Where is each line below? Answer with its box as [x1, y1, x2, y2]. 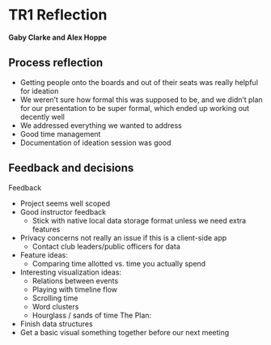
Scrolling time [32, 293, 78, 303]
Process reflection [8, 56, 104, 70]
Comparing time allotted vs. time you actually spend [32, 258, 206, 268]
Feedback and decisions [8, 161, 134, 175]
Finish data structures [19, 318, 93, 329]
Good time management [19, 129, 101, 138]
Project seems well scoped [19, 198, 111, 208]
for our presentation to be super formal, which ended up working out [19, 103, 249, 113]
